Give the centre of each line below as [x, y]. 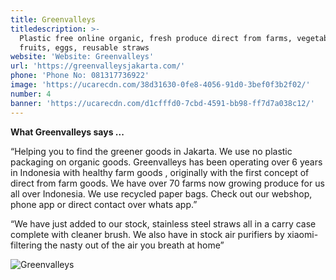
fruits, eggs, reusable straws [84, 47]
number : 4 [31, 94]
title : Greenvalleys [53, 19]
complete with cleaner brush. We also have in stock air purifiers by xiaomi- [164, 234]
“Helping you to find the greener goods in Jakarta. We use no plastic [151, 151]
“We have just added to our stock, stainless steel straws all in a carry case [163, 223]
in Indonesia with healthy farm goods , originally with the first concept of [160, 172]
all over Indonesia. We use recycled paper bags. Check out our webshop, [161, 193]
